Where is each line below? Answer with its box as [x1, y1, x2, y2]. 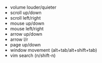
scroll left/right [10, 15, 41, 21]
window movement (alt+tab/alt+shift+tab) [10, 47, 97, 53]
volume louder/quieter [10, 5, 57, 10]
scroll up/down [10, 10, 42, 16]
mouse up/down [10, 20, 45, 26]
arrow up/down [10, 31, 43, 37]
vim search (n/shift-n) [10, 52, 56, 58]
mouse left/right [10, 26, 44, 32]
